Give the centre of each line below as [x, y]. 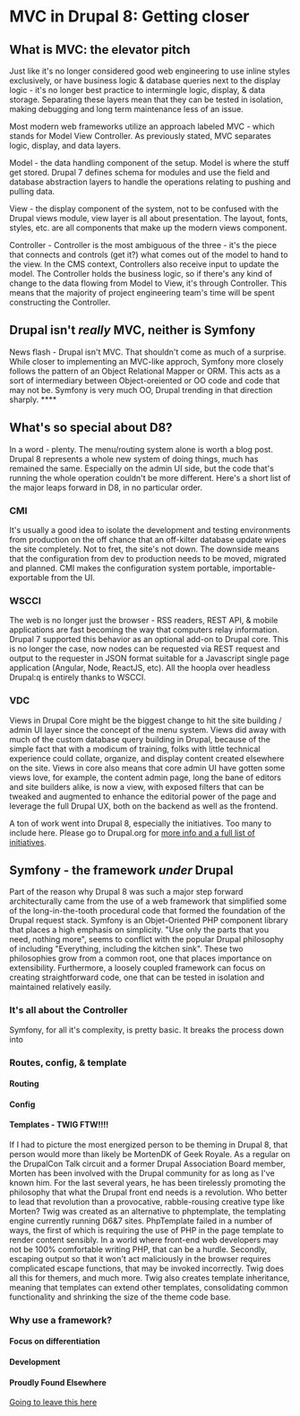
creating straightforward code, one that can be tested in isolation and [137, 977]
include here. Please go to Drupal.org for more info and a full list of [132, 832]
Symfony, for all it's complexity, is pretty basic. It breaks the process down [147, 1030]
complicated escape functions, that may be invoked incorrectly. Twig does [147, 1268]
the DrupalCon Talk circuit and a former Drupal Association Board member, [147, 1163]
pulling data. [32, 191]
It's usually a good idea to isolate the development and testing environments [150, 529]
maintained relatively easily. [60, 987]
